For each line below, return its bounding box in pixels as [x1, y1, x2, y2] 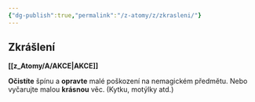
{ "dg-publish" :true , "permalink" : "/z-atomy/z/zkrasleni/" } [8, 11, 202, 20]
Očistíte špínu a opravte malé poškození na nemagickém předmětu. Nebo [8, 76, 248, 86]
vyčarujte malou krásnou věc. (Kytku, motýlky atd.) [8, 85, 174, 94]
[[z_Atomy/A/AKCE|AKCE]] [8, 61, 99, 71]
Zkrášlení [8, 41, 56, 54]
